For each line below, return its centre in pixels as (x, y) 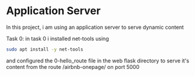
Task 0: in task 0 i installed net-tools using (57, 38)
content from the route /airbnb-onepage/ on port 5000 (73, 67)
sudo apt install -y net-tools (45, 49)
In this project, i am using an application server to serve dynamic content (95, 27)
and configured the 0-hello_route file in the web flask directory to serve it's (98, 61)
